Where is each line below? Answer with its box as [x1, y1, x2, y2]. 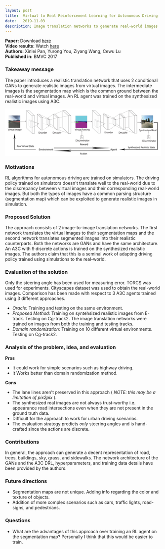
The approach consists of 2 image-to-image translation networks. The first [5, 225, 158, 231]
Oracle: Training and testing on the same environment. [12, 305, 124, 311]
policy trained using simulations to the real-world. [5, 256, 106, 262]
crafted [12, 426, 27, 432]
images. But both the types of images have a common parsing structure [5, 191, 152, 197]
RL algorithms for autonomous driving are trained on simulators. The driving [5, 175, 160, 181]
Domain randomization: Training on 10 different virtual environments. [12, 326, 153, 332]
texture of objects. [12, 494, 50, 500]
